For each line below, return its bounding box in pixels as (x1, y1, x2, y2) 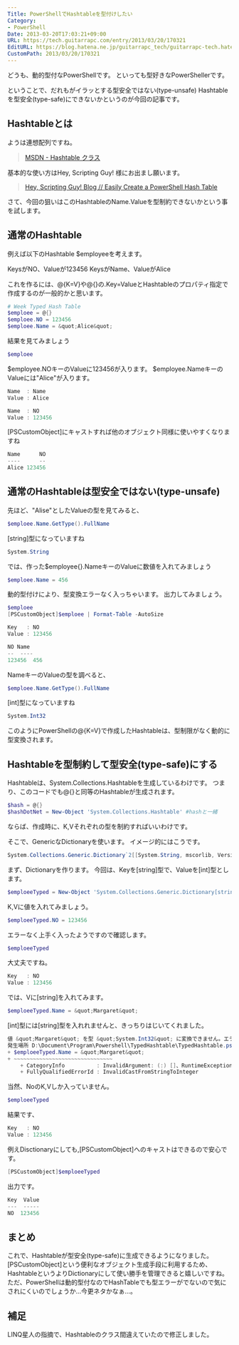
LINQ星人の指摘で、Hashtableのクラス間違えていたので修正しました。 (7, 1330, 213, 1339)
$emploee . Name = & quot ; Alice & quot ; (7, 323, 113, 330)
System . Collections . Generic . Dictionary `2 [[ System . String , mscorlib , (7, 851, 215, 858)
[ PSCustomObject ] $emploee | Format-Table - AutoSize (7, 611, 164, 618)
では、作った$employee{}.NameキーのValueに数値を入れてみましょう (7, 562, 212, 571)
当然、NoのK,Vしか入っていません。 (7, 1082, 113, 1091)
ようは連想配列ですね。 (7, 138, 76, 146)
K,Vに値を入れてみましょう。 (7, 902, 92, 910)
